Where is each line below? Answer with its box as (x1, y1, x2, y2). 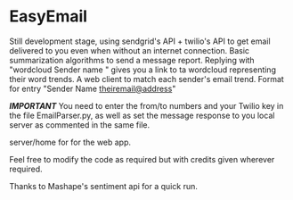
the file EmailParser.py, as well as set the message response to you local (9, 110, 275, 121)
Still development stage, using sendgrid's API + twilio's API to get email (9, 36, 271, 46)
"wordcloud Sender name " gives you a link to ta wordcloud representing (9, 64, 276, 75)
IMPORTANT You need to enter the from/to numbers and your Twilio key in (9, 100, 284, 111)
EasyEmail (9, 6, 87, 27)
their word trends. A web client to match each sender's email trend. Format (9, 73, 285, 84)
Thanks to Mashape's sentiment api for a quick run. (9, 180, 198, 191)
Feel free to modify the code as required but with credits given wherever (9, 154, 275, 164)
